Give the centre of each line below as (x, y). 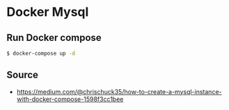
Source (23, 75)
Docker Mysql (48, 12)
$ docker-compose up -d (41, 53)
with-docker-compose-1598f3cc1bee (70, 99)
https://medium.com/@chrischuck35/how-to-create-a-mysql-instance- (119, 91)
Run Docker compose (54, 38)
